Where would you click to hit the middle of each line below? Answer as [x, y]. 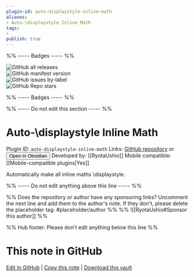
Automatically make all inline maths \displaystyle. [66, 174]
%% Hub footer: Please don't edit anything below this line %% [82, 227]
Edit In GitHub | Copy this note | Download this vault [69, 267]
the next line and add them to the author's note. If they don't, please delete [97, 203]
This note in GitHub [54, 251]
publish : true [24, 39]
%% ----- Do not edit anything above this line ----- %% [74, 186]
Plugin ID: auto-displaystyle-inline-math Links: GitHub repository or [90, 149]
